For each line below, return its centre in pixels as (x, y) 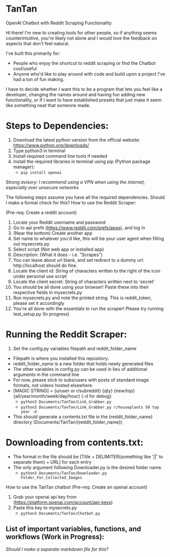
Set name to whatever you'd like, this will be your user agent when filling (89, 238)
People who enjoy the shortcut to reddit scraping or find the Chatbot (84, 63)
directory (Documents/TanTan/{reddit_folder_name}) (68, 422)
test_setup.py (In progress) (41, 314)
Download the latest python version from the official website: (77, 140)
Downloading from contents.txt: (75, 442)
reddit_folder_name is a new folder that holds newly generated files (83, 364)
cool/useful (25, 68)
